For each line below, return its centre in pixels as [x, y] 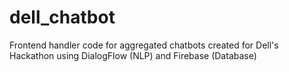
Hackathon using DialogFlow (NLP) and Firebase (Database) [133, 55]
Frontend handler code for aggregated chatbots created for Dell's [144, 45]
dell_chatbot [62, 17]
